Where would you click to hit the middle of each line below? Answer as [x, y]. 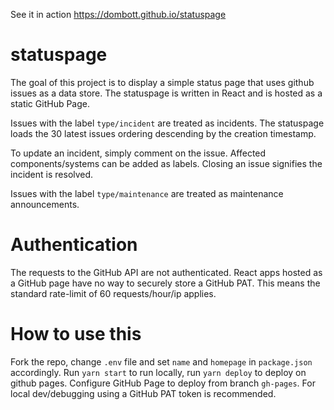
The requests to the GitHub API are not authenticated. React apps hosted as [166, 272]
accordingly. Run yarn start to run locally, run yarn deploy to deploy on [158, 372]
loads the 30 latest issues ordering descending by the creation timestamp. [163, 133]
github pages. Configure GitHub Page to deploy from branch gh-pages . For [163, 383]
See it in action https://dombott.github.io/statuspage [118, 14]
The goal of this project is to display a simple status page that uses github [162, 82]
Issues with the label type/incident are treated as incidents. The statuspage [167, 123]
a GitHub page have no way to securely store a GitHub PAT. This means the [165, 283]
